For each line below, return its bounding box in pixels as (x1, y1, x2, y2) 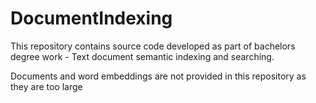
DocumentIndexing (10, 7, 173, 30)
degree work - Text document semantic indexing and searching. (10, 50, 275, 62)
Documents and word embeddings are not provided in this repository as (10, 70, 307, 82)
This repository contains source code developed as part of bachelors (10, 40, 296, 52)
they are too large (10, 80, 83, 92)
